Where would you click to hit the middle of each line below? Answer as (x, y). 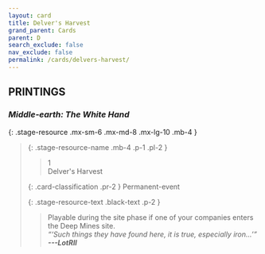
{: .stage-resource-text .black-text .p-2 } (94, 202)
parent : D (25, 38)
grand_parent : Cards (43, 30)
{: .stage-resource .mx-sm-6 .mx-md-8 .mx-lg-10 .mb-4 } (103, 132)
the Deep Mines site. (81, 225)
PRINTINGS (37, 92)
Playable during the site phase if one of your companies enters (150, 217)
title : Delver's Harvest (49, 23)
